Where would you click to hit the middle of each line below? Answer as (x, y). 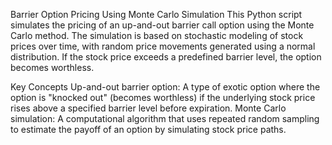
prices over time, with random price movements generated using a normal (163, 46)
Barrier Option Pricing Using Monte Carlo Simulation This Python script (156, 14)
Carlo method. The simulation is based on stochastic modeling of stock (157, 35)
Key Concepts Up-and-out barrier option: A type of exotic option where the (165, 87)
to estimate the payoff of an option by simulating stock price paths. (148, 129)
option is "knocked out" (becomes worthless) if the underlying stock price (163, 97)
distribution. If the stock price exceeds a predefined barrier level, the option (166, 57)
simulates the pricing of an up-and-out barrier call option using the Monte (162, 25)
